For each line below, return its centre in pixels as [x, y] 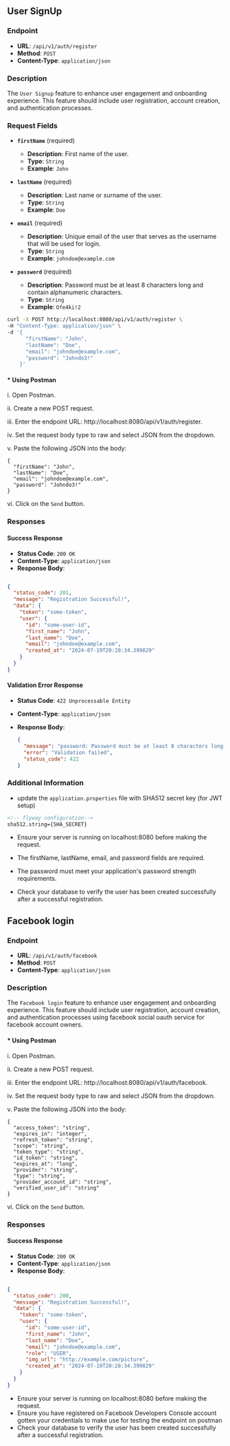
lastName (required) [44, 182]
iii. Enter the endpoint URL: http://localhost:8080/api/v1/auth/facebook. [107, 1082]
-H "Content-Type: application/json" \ [64, 326]
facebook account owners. [45, 1025]
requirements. [37, 879]
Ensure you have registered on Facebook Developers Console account [117, 1413]
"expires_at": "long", [46, 1164]
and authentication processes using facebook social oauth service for [106, 1018]
